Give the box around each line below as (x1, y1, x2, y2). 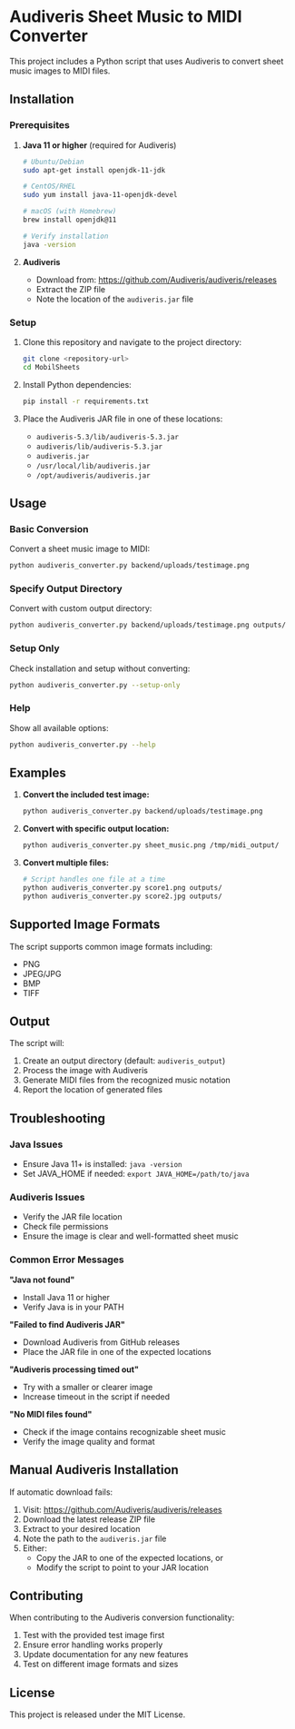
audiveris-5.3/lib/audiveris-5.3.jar (35, 432, 180, 441)
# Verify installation (22, 232, 109, 241)
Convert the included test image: (22, 789, 150, 800)
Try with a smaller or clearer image (22, 1381, 153, 1392)
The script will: (9, 1038, 65, 1049)
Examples (9, 766, 66, 781)
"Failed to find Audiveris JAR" (9, 1319, 125, 1329)
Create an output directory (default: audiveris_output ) (22, 1055, 226, 1066)
